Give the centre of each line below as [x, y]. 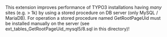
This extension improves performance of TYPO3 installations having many [83, 7]
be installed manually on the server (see [47, 23]
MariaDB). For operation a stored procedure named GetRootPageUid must [83, 18]
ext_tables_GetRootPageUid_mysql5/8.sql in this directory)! [67, 29]
